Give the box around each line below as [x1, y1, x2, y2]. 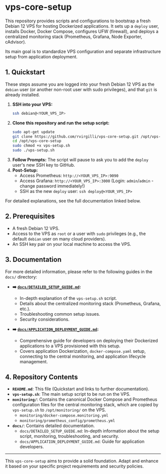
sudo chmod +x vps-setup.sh [12, 143, 70, 148]
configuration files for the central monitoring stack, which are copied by [12, 402, 159, 408]
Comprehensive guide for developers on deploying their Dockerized [19, 337, 158, 343]
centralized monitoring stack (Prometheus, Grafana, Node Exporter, [5, 34, 142, 40]
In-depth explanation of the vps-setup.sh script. [19, 295, 117, 301]
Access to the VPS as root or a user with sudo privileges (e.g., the [12, 231, 146, 237]
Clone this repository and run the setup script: [12, 120, 110, 126]
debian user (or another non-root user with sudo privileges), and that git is [5, 86, 157, 93]
